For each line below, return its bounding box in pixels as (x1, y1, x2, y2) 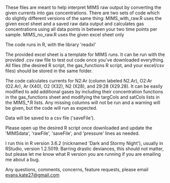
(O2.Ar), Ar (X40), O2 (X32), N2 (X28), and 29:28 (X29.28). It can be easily (5, 83, 163, 89)
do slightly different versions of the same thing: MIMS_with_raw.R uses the (5, 15, 162, 21)
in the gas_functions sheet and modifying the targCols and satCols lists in (5, 94, 160, 100)
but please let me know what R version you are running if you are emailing (5, 151, 161, 157)
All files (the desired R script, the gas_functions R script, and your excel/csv (5, 63, 164, 68)
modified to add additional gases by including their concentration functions (5, 89, 163, 94)
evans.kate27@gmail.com (5, 172, 60, 178)
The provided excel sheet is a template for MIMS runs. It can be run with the (5, 51, 165, 57)
